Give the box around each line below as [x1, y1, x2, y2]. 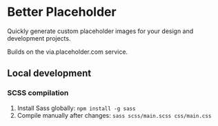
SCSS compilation [7, 88, 69, 98]
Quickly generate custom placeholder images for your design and [7, 27, 194, 35]
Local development [7, 67, 92, 79]
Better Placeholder [7, 4, 117, 20]
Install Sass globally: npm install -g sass [17, 104, 136, 112]
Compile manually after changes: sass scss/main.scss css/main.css [17, 111, 212, 119]
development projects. [7, 34, 71, 42]
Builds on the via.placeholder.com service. [7, 48, 128, 56]
